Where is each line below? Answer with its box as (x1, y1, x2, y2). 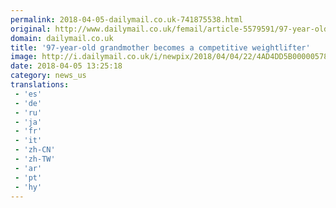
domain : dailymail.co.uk (10, 33, 114, 43)
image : (10, 52, 38, 62)
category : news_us (10, 71, 87, 81)
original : (10, 24, 52, 34)
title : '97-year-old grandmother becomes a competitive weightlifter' (10, 42, 311, 53)
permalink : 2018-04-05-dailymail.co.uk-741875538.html (10, 14, 244, 25)
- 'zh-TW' (14, 154, 56, 164)
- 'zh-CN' (14, 145, 56, 155)
